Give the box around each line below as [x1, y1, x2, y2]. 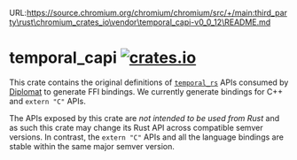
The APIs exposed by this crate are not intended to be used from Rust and [9, 112, 280, 123]
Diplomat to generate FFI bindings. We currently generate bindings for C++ [9, 86, 284, 96]
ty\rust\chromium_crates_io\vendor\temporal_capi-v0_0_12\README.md [9, 17, 271, 27]
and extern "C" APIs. [9, 95, 86, 106]
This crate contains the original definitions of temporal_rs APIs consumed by [9, 77, 289, 88]
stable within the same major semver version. [9, 141, 176, 151]
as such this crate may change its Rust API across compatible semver [9, 122, 263, 133]
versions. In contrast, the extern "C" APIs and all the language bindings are [9, 132, 284, 142]
